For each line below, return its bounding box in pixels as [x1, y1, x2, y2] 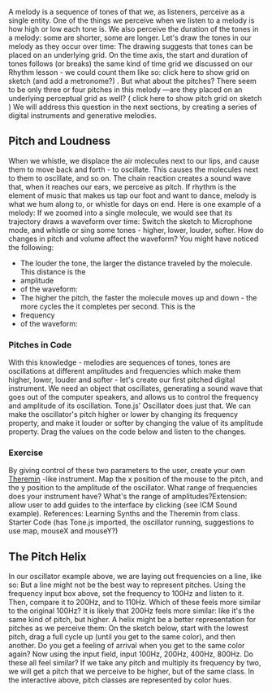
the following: [8, 242, 54, 252]
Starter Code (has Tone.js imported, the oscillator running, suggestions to [8, 517, 254, 528]
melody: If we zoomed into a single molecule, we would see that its [8, 208, 233, 217]
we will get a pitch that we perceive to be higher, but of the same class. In [8, 667, 255, 677]
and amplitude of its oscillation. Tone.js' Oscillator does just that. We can [8, 401, 252, 410]
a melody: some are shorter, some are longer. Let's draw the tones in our [8, 33, 252, 42]
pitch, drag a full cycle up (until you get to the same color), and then [8, 632, 235, 642]
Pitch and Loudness [8, 134, 111, 148]
